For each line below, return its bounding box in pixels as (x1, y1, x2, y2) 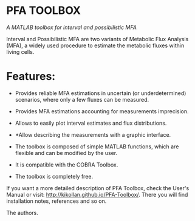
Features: (6, 70, 56, 84)
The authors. (6, 209, 38, 216)
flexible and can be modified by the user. (15, 149, 118, 156)
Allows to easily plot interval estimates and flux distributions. (15, 119, 167, 127)
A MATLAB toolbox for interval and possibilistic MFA (6, 24, 137, 31)
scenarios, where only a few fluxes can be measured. (15, 96, 149, 103)
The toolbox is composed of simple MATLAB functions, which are (15, 143, 179, 150)
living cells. (6, 48, 35, 55)
